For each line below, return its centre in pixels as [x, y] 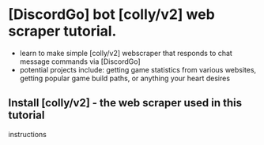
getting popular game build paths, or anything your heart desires [125, 78]
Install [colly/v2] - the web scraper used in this [125, 103]
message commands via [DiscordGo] [80, 61]
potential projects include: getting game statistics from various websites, [138, 69]
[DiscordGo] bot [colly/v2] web [111, 15]
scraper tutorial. [62, 31]
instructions [28, 134]
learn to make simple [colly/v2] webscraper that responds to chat [126, 53]
